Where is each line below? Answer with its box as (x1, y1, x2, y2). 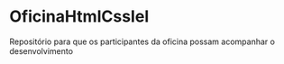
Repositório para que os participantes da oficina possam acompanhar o (9, 36, 275, 47)
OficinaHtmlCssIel (9, 6, 150, 27)
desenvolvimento (9, 45, 74, 56)
